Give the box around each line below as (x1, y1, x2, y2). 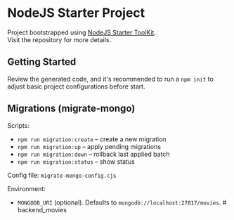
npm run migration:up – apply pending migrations (17, 142, 162, 150)
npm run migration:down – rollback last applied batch (17, 150, 170, 158)
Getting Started (7, 56, 77, 68)
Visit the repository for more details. (7, 35, 112, 44)
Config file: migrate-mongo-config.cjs (7, 171, 117, 179)
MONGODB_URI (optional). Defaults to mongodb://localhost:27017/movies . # (17, 198, 227, 207)
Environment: (7, 184, 46, 193)
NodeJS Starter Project (7, 5, 145, 21)
